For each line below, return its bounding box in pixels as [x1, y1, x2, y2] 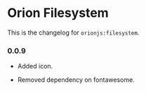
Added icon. [17, 62, 53, 71]
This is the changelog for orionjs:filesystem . [7, 28, 140, 37]
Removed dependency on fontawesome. [17, 75, 135, 84]
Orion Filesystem [7, 5, 109, 21]
